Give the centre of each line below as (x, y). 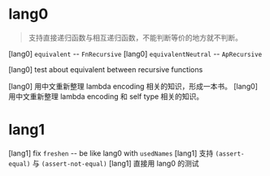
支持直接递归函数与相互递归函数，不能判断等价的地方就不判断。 (135, 37)
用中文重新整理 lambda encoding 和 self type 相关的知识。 (106, 96)
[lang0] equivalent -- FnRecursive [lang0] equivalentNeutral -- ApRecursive (135, 54)
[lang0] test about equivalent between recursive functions (106, 69)
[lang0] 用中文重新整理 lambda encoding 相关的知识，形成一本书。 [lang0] (133, 86)
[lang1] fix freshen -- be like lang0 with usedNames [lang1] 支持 (111, 153)
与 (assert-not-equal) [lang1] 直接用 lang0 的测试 (115, 163)
